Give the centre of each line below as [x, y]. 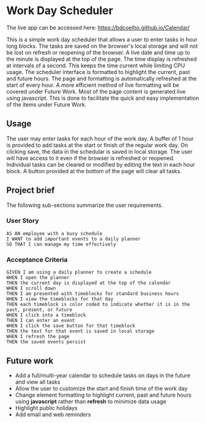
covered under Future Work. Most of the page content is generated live [96, 91]
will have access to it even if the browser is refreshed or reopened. [91, 158]
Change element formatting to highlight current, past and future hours [103, 395]
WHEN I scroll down [31, 288]
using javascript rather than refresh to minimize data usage [91, 401]
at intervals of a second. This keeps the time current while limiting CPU [96, 66]
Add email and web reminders [53, 414]
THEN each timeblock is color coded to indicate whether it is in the [98, 305]
